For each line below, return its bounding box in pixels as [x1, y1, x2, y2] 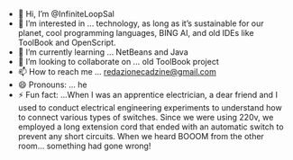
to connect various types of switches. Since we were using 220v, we [17, 112, 274, 122]
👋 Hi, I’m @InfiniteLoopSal [17, 9, 114, 19]
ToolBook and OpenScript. [17, 37, 116, 48]
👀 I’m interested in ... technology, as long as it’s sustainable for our [17, 18, 264, 29]
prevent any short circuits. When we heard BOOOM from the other [17, 131, 264, 141]
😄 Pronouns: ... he [17, 79, 87, 90]
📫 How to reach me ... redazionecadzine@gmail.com [17, 67, 216, 76]
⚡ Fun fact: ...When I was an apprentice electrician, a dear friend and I [17, 90, 278, 100]
